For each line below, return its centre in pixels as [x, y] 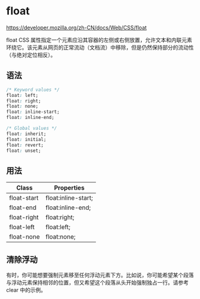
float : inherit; [26, 134]
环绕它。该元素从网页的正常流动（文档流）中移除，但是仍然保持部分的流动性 [100, 47]
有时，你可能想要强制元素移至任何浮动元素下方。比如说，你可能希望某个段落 [100, 275]
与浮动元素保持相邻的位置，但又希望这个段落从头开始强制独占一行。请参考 [97, 283]
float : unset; [24, 151]
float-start [24, 198]
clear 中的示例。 [26, 290]
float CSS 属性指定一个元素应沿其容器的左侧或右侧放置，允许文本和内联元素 [99, 39]
